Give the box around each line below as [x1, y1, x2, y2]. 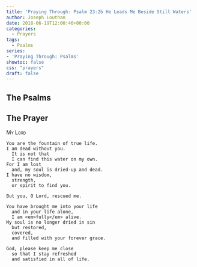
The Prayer [6, 113, 49, 123]
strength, [11, 177, 36, 183]
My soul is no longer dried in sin [6, 219, 95, 226]
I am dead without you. [6, 146, 66, 152]
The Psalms [6, 93, 51, 103]
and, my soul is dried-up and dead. [11, 167, 103, 173]
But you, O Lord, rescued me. [6, 193, 82, 199]
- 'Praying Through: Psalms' [6, 54, 79, 60]
